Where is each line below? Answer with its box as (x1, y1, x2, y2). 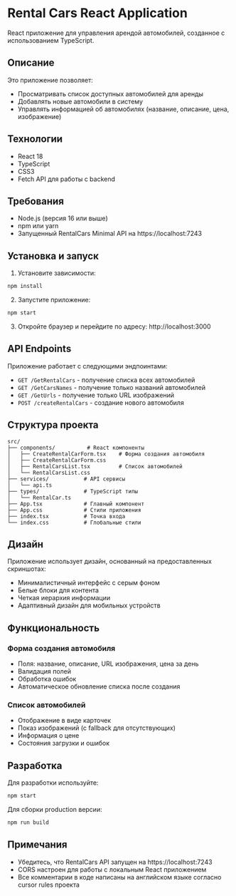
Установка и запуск (7, 249, 100, 262)
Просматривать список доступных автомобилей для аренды (17, 89, 204, 98)
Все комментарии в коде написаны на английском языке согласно (17, 872, 222, 881)
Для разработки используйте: (7, 778, 99, 787)
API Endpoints (7, 343, 72, 355)
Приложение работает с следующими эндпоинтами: (7, 361, 168, 370)
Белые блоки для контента (17, 586, 100, 594)
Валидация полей (17, 667, 72, 676)
